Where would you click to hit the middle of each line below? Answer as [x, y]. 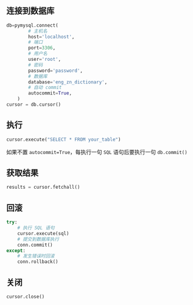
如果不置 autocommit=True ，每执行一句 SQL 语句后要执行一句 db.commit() [97, 152]
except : [16, 251]
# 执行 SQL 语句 [36, 228]
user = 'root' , [45, 60]
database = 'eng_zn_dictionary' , [68, 82]
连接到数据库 [30, 11]
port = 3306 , [42, 48]
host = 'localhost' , [51, 37]
